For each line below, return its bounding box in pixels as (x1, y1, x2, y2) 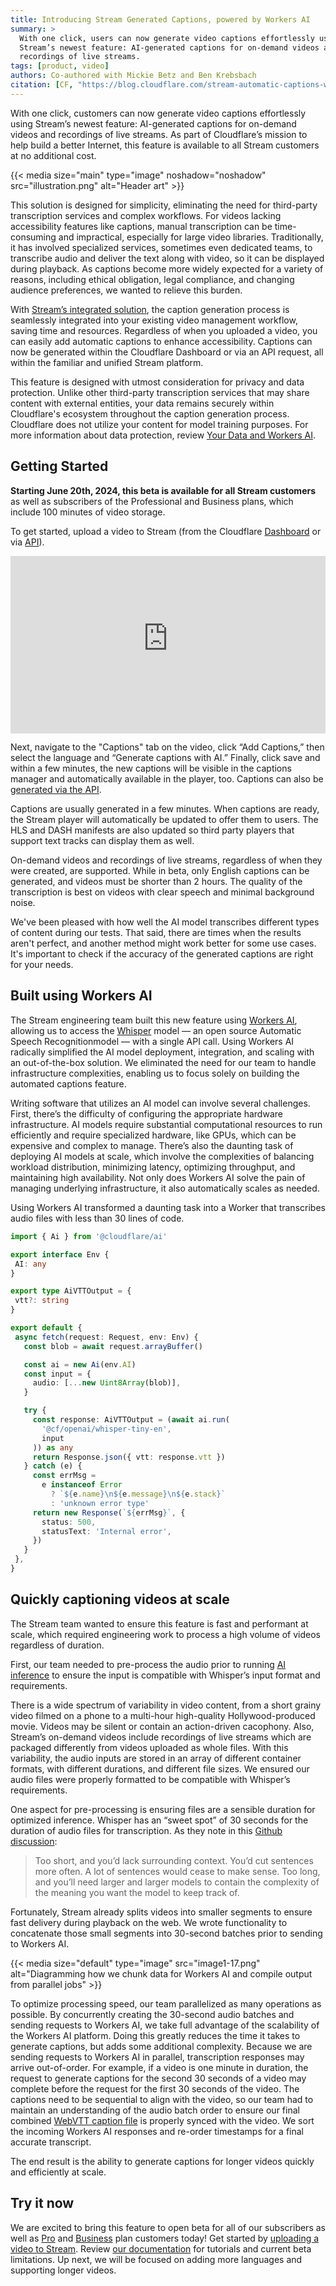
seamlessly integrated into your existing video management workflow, (10, 314, 298, 326)
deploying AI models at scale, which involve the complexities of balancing (10, 1150, 315, 1162)
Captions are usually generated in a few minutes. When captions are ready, (10, 803, 320, 815)
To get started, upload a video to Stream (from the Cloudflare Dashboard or (10, 525, 322, 537)
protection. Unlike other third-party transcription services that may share (10, 386, 310, 398)
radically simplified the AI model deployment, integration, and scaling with (10, 1046, 315, 1058)
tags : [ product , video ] (10, 61, 110, 71)
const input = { (23, 1369, 92, 1379)
